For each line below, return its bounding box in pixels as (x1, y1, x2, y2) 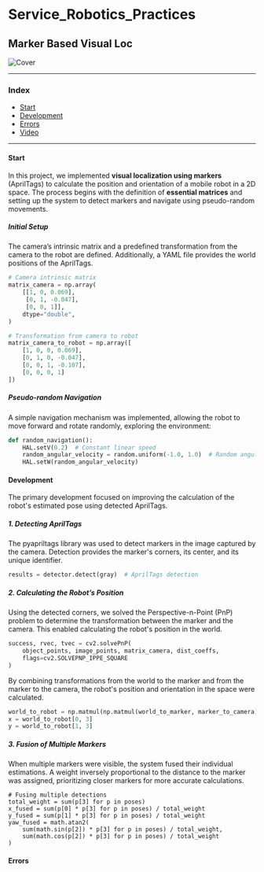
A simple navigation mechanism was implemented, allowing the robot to (8, 412, 241, 422)
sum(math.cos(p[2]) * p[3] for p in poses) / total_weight (22, 833, 220, 841)
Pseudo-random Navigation (8, 393, 102, 402)
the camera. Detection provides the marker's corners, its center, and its (8, 547, 240, 556)
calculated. (8, 693, 45, 702)
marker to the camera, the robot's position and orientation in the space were (8, 684, 255, 693)
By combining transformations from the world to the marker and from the (8, 675, 244, 685)
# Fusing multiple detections (8, 791, 108, 800)
